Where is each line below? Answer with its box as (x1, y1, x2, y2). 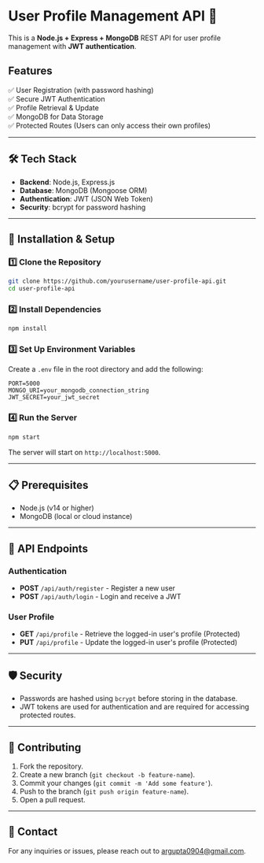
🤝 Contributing (8, 740, 82, 754)
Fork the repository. (19, 761, 84, 771)
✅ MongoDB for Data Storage (8, 112, 104, 121)
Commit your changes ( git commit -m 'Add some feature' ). (19, 779, 214, 788)
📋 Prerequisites (8, 479, 89, 492)
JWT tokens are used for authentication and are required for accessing (19, 702, 250, 712)
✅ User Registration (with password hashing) (8, 85, 154, 94)
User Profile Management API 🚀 (8, 7, 218, 25)
